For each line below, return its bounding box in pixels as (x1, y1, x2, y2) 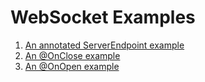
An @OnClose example (24, 49, 121, 61)
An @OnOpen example (24, 60, 120, 72)
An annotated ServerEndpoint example (24, 39, 185, 51)
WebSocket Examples (10, 6, 196, 29)
